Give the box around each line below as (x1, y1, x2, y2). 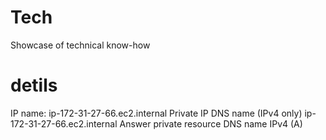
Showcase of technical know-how (10, 39, 151, 51)
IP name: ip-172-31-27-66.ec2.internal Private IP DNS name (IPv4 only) (10, 107, 303, 119)
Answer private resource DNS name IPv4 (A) (119, 117, 303, 130)
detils (10, 74, 58, 97)
